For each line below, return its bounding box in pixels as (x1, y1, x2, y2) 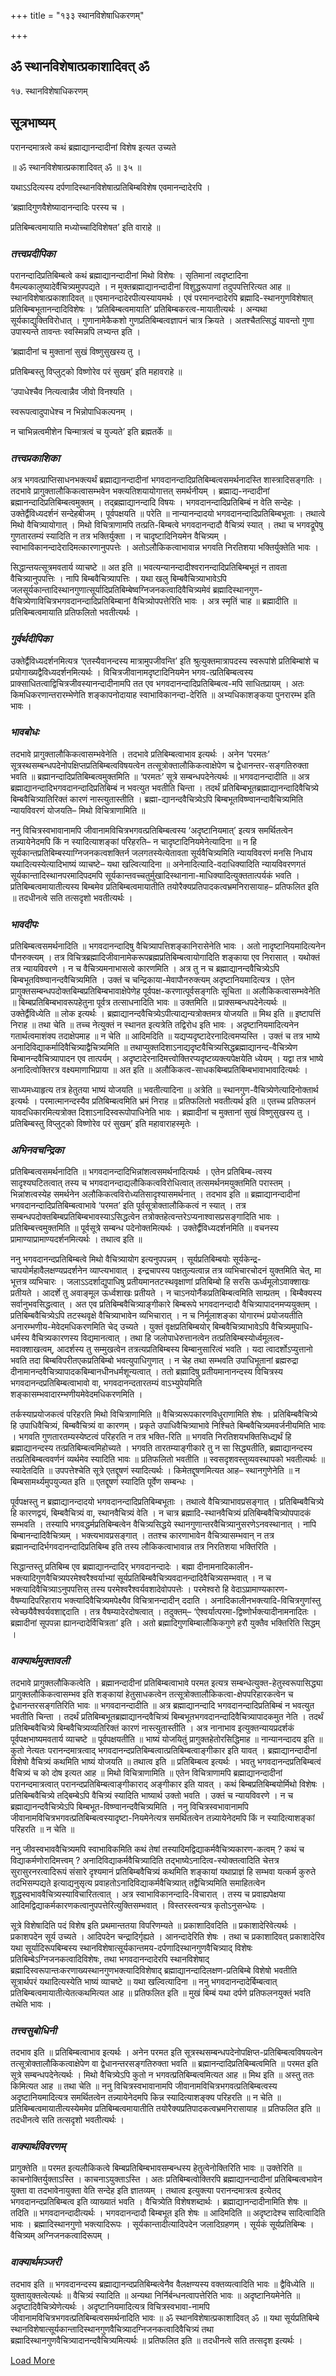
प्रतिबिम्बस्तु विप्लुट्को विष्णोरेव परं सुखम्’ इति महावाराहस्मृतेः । (10, 1118, 200, 1130)
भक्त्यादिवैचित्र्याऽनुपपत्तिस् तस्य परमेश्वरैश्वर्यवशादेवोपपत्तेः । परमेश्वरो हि (10, 1583, 230, 1595)
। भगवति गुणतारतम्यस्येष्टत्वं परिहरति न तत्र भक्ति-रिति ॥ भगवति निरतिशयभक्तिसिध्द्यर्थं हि (10, 1431, 292, 1443)
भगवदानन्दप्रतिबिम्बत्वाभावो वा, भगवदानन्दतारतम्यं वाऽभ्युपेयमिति (10, 1377, 203, 1389)
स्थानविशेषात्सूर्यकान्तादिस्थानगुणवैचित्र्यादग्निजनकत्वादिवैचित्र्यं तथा (10, 2323, 215, 2335)
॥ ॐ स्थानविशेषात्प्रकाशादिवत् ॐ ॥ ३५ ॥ (10, 161, 142, 173)
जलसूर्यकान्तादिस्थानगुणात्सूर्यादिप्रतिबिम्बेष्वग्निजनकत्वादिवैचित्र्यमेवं (10, 584, 211, 596)
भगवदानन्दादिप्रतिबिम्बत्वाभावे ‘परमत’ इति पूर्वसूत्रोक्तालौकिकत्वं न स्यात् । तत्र (10, 1200, 247, 1212)
